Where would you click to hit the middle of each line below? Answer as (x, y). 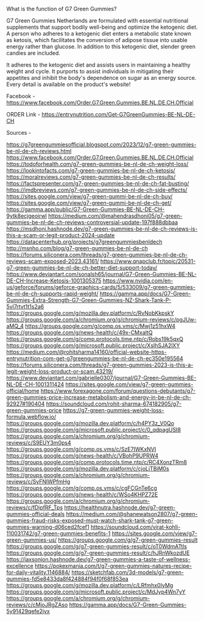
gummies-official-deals (36, 514)
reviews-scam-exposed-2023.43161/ (53, 261)
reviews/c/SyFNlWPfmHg (38, 482)
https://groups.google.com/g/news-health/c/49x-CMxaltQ (79, 332)
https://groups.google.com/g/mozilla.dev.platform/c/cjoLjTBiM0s (88, 468)
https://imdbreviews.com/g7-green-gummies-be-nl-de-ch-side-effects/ (97, 190)
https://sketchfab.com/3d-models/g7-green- (128, 572)
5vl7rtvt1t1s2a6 (25, 307)
